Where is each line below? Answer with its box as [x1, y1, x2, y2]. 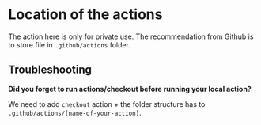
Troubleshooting [8, 63, 93, 77]
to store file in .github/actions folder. [8, 40, 130, 49]
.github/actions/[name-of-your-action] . [8, 108, 142, 117]
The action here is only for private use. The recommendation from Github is [8, 32, 254, 41]
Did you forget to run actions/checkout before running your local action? [8, 84, 252, 93]
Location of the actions [8, 6, 163, 24]
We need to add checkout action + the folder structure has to [8, 99, 206, 108]
